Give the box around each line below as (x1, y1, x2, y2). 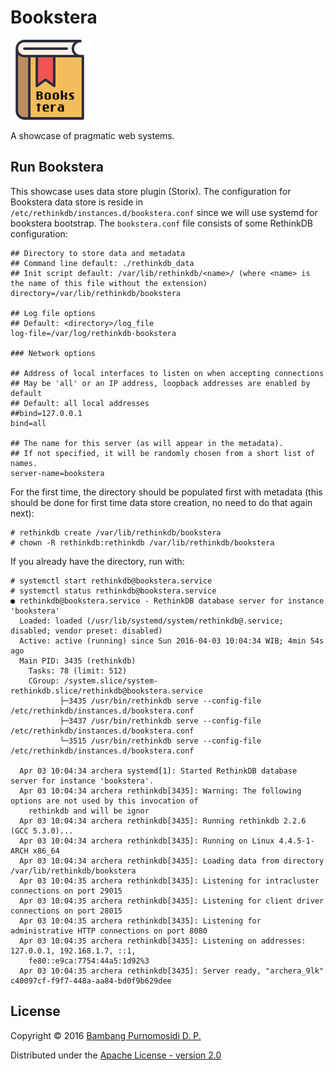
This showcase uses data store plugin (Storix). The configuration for (10, 185, 292, 197)
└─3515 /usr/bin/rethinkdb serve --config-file (59, 736, 262, 746)
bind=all (10, 418, 47, 428)
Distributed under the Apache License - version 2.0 (10, 1049, 222, 1061)
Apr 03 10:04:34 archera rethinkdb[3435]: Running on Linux (19, 836, 275, 846)
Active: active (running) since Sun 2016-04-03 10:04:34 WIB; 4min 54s (19, 636, 325, 646)
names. (10, 458, 38, 468)
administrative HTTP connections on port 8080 (10, 926, 208, 936)
